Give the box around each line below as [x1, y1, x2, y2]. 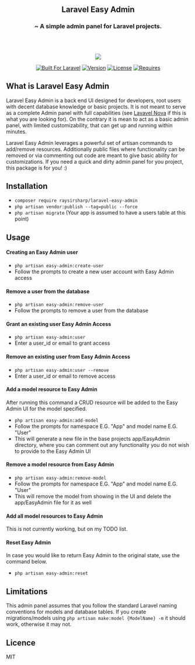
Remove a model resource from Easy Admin [6, 461, 114, 468]
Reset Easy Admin [6, 539, 51, 546]
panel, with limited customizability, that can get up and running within [6, 121, 173, 128]
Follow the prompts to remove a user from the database [14, 307, 149, 314]
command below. [6, 558, 48, 565]
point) [14, 215, 29, 222]
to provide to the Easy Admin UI [14, 447, 91, 454]
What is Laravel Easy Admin [6, 82, 110, 91]
